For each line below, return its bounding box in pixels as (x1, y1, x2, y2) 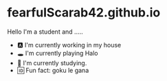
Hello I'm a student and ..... (7, 27, 84, 36)
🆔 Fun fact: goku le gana (16, 66, 89, 74)
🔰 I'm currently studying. (16, 58, 87, 67)
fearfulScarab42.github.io (7, 5, 161, 21)
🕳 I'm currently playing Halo (16, 49, 98, 57)
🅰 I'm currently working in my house (16, 40, 122, 49)
